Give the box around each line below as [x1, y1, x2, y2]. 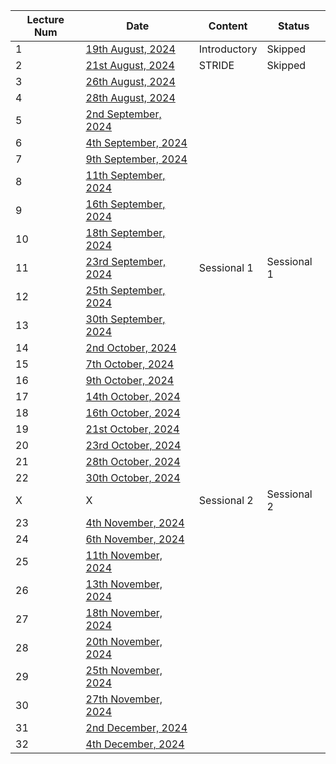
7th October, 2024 [85, 357, 175, 371]
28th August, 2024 [85, 91, 176, 104]
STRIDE [198, 59, 235, 72]
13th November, [85, 577, 163, 591]
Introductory [198, 42, 258, 56]
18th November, [85, 606, 163, 619]
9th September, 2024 [85, 152, 188, 166]
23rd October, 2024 [85, 439, 182, 452]
